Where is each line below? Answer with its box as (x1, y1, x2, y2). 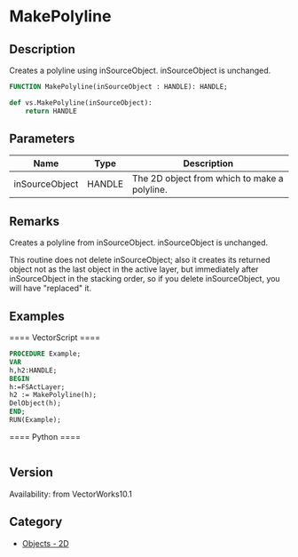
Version (9, 465, 53, 481)
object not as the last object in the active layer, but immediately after (9, 264, 259, 275)
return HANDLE (25, 107, 77, 115)
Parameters (9, 131, 75, 147)
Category (9, 514, 63, 529)
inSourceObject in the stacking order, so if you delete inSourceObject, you (9, 274, 281, 284)
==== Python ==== (9, 431, 82, 442)
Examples (9, 308, 65, 323)
